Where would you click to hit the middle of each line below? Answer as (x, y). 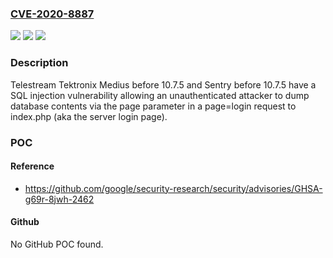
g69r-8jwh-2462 (59, 199)
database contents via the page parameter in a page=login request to (153, 106)
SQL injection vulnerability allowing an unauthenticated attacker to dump (160, 95)
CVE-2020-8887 (52, 14)
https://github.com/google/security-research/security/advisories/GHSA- (173, 188)
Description (39, 63)
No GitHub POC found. (57, 244)
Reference (32, 166)
